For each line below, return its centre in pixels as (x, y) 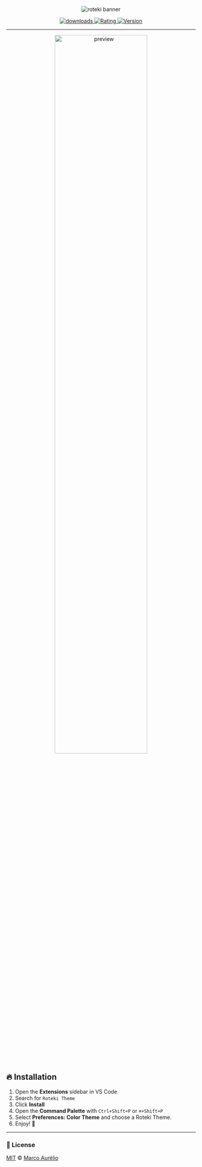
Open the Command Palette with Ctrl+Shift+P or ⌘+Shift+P (89, 1110)
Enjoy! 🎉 (25, 1123)
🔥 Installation (32, 1077)
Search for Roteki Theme (45, 1098)
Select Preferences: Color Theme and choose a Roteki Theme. (93, 1117)
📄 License (21, 1145)
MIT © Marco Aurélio (32, 1158)
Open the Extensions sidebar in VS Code (66, 1091)
